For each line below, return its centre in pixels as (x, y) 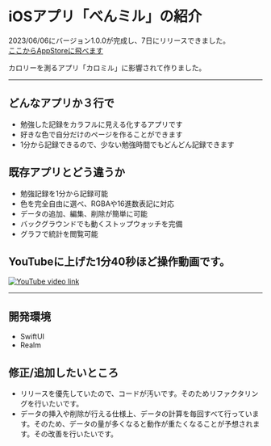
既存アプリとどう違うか (67, 173)
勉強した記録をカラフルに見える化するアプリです (101, 124)
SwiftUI (32, 337)
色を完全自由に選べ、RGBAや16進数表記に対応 (97, 204)
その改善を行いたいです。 (76, 434)
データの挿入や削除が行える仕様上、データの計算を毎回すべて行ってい (136, 414)
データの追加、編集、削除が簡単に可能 (83, 213)
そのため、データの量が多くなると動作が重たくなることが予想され (143, 424)
